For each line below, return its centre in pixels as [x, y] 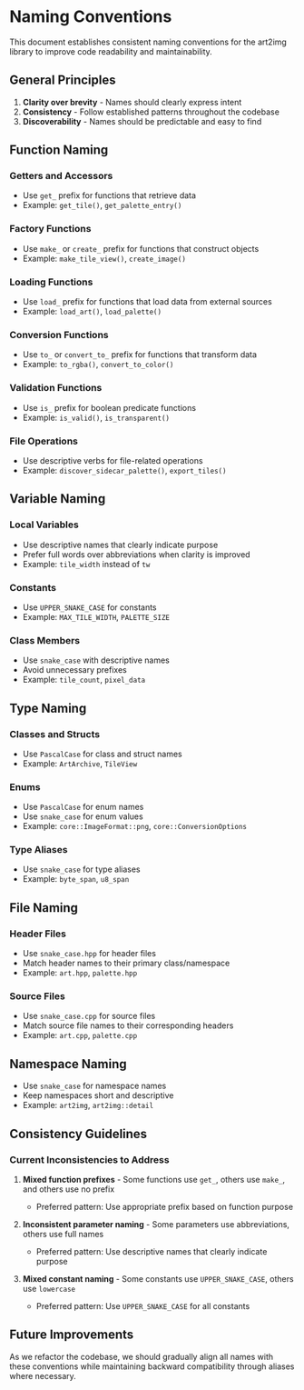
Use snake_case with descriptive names [96, 660]
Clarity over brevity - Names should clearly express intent [132, 102]
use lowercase [49, 1288]
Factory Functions [50, 229]
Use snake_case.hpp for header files [89, 954]
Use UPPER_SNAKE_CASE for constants [89, 607]
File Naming [44, 908]
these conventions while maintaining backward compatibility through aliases [152, 1366]
